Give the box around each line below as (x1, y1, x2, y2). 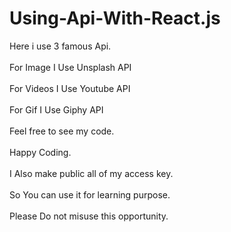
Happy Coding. (9, 146, 72, 158)
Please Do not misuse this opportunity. (9, 210, 169, 222)
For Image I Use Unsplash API (9, 61, 132, 73)
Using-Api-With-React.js (9, 7, 221, 30)
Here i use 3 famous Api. (9, 40, 112, 52)
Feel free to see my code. (9, 125, 115, 137)
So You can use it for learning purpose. (9, 188, 171, 201)
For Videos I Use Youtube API (9, 82, 131, 94)
